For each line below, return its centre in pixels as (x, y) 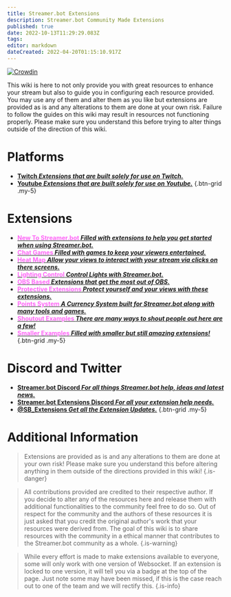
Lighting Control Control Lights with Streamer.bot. (90, 274)
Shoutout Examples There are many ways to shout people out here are (120, 318)
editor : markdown (32, 46)
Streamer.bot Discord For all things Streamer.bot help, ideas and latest (120, 387)
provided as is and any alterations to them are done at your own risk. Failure (114, 107)
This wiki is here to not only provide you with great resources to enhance (110, 85)
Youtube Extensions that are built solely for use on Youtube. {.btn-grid (119, 183)
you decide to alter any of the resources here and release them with (120, 499)
